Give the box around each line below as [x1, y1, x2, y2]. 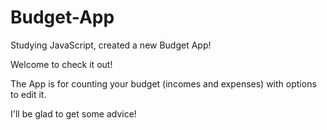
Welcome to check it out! [10, 58, 113, 70]
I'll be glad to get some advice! [10, 107, 137, 120]
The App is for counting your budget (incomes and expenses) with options [10, 77, 317, 90]
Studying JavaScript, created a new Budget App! [10, 39, 212, 51]
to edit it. [10, 88, 47, 100]
